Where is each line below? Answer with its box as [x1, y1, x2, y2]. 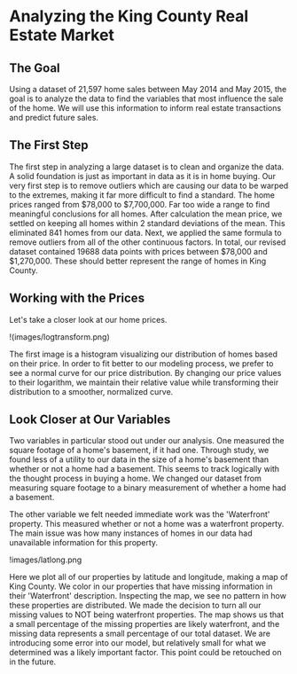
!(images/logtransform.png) [9, 331, 111, 342]
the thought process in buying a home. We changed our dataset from [9, 473, 262, 484]
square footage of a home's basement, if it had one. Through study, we [9, 445, 270, 456]
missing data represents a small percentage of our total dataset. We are [9, 628, 270, 639]
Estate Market [9, 25, 115, 45]
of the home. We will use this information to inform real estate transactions [9, 103, 282, 113]
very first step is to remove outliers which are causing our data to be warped [9, 180, 289, 191]
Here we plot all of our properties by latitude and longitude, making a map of [9, 572, 288, 583]
